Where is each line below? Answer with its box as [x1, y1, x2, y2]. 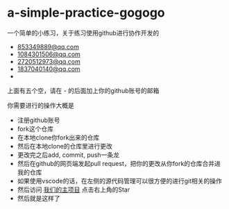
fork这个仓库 [17, 124, 54, 133]
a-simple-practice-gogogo [7, 5, 165, 21]
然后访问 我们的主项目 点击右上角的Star [17, 185, 130, 194]
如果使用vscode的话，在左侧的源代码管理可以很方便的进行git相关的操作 [17, 176, 222, 185]
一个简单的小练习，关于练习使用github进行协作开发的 [7, 28, 160, 37]
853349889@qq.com [17, 42, 80, 51]
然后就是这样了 [17, 194, 60, 202]
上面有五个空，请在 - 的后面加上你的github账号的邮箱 [7, 86, 160, 94]
